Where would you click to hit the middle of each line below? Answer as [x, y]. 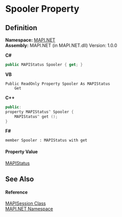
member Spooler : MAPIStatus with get [46, 140]
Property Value [22, 152]
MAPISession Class [26, 203]
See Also [20, 179]
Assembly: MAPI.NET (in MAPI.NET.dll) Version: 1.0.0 [61, 45]
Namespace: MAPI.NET [30, 40]
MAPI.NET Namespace [29, 209]
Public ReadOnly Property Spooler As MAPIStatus [58, 84]
